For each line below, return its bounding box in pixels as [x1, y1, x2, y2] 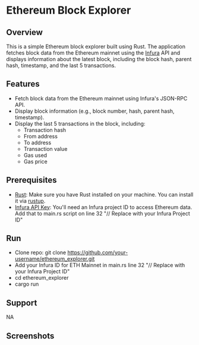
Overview [6, 27, 43, 37]
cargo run [14, 280, 39, 288]
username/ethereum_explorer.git [14, 255, 95, 262]
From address [23, 132, 58, 140]
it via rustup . [14, 197, 46, 204]
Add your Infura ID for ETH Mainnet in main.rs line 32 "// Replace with [14, 262, 185, 269]
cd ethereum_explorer [14, 274, 69, 281]
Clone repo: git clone [14, 249, 67, 256]
